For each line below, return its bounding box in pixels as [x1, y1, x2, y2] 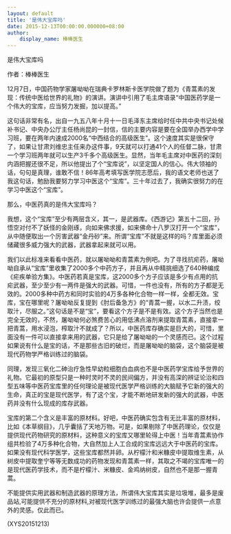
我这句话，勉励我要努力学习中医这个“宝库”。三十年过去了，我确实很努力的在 [7, 177, 223, 185]
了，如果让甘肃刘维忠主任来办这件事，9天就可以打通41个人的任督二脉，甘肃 [7, 143, 222, 151]
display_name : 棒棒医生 [19, 36, 84, 43]
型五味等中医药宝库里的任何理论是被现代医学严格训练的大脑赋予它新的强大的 [7, 382, 224, 390]
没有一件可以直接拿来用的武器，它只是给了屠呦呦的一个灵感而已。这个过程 [12, 333, 224, 341]
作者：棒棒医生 [7, 70, 49, 79]
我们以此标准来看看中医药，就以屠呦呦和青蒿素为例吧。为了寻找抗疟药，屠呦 [7, 256, 224, 264]
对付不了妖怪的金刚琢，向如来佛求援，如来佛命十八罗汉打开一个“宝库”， [19, 223, 223, 232]
